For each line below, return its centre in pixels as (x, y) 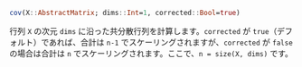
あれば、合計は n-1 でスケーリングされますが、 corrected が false (171, 42)
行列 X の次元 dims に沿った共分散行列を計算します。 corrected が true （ (143, 30)
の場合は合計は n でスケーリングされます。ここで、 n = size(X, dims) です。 (151, 53)
